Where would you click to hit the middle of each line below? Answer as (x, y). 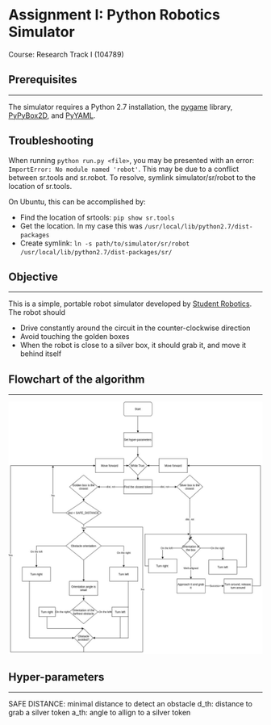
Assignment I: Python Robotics (114, 15)
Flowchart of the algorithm (77, 379)
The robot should (37, 312)
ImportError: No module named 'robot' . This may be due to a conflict (124, 169)
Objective (33, 277)
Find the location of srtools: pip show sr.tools (97, 217)
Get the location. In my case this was (81, 226)
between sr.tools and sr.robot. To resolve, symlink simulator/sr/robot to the (132, 177)
